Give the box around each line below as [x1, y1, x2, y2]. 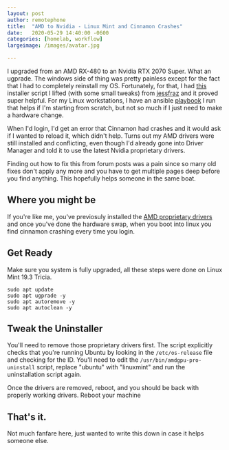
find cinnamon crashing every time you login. [7, 227, 135, 235]
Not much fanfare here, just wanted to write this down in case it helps [7, 429, 204, 438]
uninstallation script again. [7, 370, 82, 379]
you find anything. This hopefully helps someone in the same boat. [7, 174, 196, 183]
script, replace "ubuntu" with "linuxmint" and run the [36, 363, 186, 371]
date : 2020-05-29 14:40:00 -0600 [7, 29, 109, 37]
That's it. [7, 411, 47, 422]
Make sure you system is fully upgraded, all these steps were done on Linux [7, 265, 223, 274]
